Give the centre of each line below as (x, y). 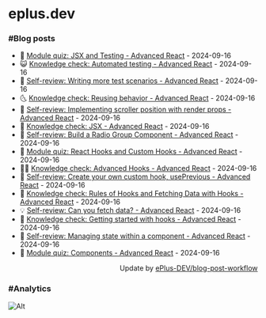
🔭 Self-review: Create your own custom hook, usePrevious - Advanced (135, 177)
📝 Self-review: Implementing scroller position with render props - (125, 110)
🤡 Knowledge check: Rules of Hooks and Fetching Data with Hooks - (131, 194)
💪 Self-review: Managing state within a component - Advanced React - (135, 236)
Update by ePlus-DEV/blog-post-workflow (189, 268)
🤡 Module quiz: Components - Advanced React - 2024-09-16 (120, 253)
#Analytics (30, 289)
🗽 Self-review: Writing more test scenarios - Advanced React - (122, 81)
